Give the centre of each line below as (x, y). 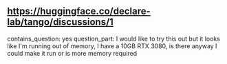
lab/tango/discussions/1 (60, 22)
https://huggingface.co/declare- (79, 11)
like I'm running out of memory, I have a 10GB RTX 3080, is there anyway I (112, 46)
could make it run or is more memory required (72, 53)
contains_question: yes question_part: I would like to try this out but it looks (113, 39)
